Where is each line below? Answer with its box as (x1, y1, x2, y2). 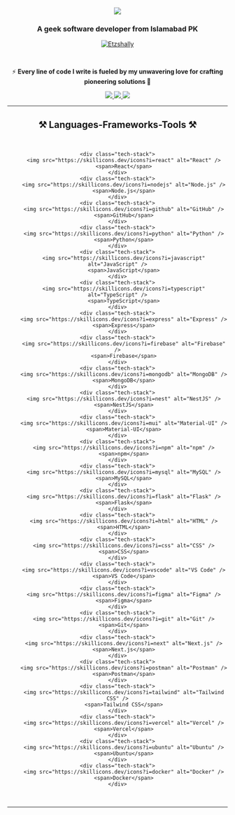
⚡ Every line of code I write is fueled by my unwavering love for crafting (11, 67, 224, 76)
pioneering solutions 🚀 (83, 78, 152, 86)
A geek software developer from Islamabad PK (36, 24, 199, 34)
